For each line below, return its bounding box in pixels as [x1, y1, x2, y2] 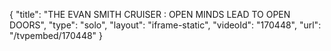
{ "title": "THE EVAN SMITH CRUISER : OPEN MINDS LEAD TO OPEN [9, 9, 291, 20]
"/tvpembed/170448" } [9, 30, 104, 41]
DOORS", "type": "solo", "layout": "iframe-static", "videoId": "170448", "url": [9, 19, 322, 31]
